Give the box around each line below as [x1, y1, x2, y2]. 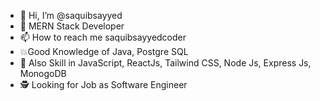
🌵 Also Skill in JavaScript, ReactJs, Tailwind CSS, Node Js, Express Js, [19, 57, 312, 69]
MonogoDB [19, 68, 67, 79]
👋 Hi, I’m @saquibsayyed [19, 10, 123, 21]
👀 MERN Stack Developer [19, 20, 125, 32]
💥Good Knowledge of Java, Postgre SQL [19, 46, 189, 57]
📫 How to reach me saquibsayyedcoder [19, 31, 187, 43]
